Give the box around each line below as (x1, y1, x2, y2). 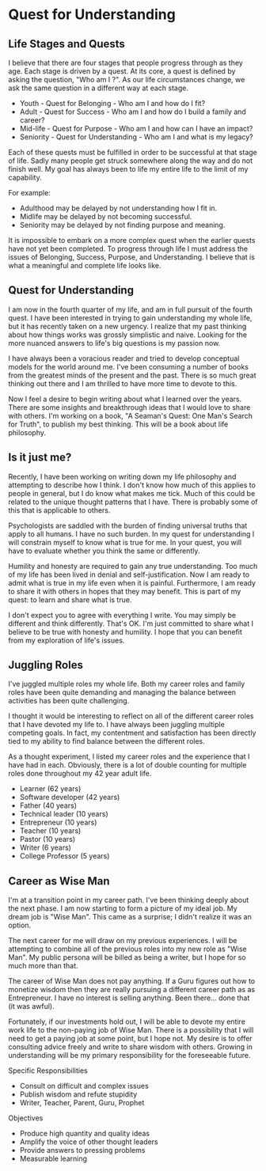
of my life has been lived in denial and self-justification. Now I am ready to (8, 570, 250, 579)
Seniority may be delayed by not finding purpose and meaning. (19, 220, 226, 229)
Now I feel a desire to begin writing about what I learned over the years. (8, 394, 242, 404)
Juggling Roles (8, 658, 83, 672)
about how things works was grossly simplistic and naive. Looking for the (8, 330, 248, 339)
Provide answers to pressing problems (19, 1146, 146, 1155)
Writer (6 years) (19, 843, 71, 852)
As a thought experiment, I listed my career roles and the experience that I (8, 752, 250, 761)
